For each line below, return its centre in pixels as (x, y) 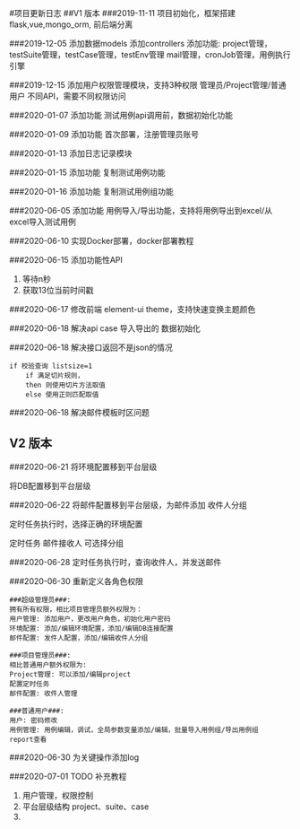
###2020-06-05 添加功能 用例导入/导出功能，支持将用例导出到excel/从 (141, 210)
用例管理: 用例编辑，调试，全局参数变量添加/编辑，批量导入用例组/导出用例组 (134, 729)
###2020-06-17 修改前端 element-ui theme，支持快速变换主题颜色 (133, 309)
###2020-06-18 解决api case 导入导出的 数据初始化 (105, 328)
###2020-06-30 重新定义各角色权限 (76, 580)
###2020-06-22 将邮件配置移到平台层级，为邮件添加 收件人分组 (129, 504)
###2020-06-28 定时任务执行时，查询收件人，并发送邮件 (116, 562)
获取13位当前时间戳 (58, 290)
